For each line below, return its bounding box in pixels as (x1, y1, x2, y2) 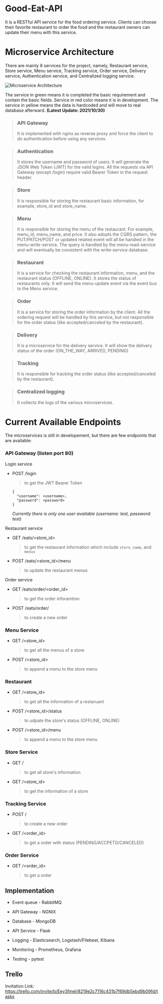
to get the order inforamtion (24, 596, 80, 601)
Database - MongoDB (12, 918, 56, 924)
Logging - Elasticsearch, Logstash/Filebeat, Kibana (12, 937, 115, 943)
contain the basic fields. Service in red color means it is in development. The (5, 97, 159, 103)
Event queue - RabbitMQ (12, 900, 62, 906)
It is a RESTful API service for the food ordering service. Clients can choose (5, 19, 157, 25)
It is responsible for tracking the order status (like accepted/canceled (17, 371, 156, 377)
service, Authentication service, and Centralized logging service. (5, 73, 135, 78)
